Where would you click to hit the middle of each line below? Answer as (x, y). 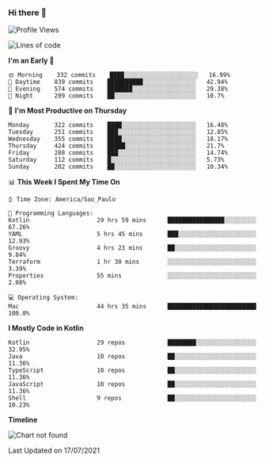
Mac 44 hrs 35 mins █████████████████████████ (132, 307)
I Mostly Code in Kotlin (46, 328)
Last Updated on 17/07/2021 (54, 450)
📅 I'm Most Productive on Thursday (68, 111)
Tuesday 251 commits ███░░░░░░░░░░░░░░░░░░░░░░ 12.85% (118, 132)
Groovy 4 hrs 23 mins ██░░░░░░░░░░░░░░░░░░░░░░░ (132, 248)
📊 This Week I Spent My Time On (64, 182)
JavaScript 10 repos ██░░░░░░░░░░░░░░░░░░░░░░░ (132, 385)
